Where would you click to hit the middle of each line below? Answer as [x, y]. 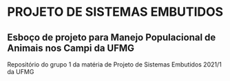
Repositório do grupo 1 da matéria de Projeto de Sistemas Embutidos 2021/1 [114, 65]
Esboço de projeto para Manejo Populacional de [112, 37]
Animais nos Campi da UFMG [71, 48]
